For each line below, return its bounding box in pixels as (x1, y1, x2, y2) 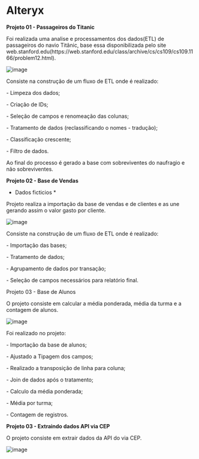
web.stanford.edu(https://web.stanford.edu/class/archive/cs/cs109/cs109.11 (6, 47, 194, 55)
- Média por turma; (6, 399, 53, 406)
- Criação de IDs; (6, 100, 49, 108)
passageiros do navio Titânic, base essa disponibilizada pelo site (6, 41, 167, 49)
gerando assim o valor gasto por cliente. (6, 207, 106, 214)
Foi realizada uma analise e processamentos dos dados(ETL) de (6, 35, 165, 42)
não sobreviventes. (6, 165, 54, 172)
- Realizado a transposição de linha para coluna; (6, 364, 126, 371)
